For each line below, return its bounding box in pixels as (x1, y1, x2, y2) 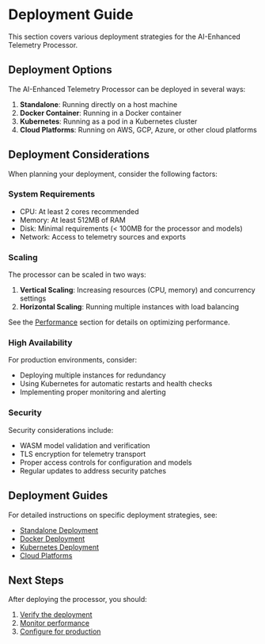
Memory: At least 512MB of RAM (19, 215, 127, 224)
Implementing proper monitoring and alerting (19, 387, 166, 397)
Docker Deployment (19, 534, 85, 543)
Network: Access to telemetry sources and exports (19, 232, 186, 241)
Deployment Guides (8, 489, 108, 503)
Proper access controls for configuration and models (19, 458, 192, 467)
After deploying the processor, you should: (8, 595, 148, 604)
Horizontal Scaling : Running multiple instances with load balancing (19, 302, 240, 312)
